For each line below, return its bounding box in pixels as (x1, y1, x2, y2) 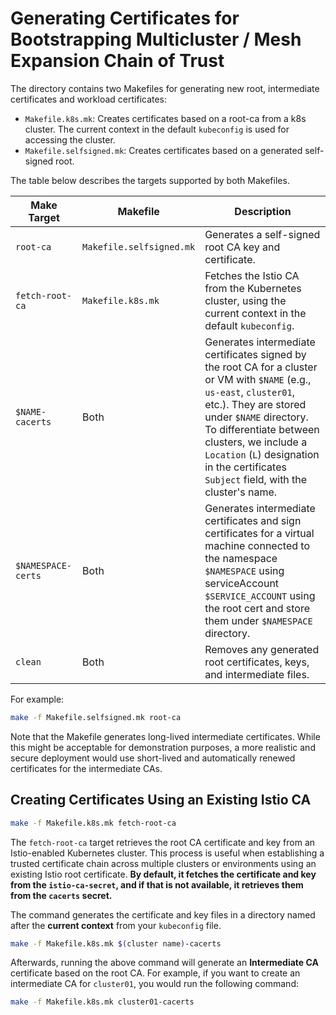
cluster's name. (204, 485, 278, 499)
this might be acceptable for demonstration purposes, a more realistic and (10, 741, 316, 753)
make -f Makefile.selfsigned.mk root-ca (10, 712, 182, 722)
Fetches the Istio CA (204, 268, 300, 282)
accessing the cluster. (24, 133, 116, 146)
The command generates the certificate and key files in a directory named (10, 908, 316, 921)
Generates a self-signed (204, 227, 321, 241)
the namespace (204, 551, 278, 565)
